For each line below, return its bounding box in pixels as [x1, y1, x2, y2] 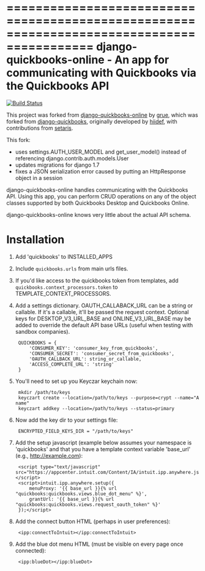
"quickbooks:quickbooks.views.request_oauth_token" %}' [15, 502, 161, 508]
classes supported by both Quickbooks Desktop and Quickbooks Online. [6, 199, 190, 207]
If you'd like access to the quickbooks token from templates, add [15, 277, 179, 284]
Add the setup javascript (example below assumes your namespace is [15, 439, 192, 446]
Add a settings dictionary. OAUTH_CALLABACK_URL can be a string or [15, 302, 193, 309]
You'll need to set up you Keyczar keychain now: [15, 377, 138, 385]
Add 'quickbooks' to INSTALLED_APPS [15, 253, 113, 260]
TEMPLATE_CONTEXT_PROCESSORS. [15, 289, 111, 297]
